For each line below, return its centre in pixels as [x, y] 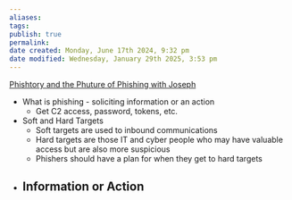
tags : [19, 26]
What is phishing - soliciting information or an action [118, 102]
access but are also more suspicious [103, 149]
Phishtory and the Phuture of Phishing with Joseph [103, 84]
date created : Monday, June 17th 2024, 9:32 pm [100, 51]
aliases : [25, 17]
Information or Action [83, 187]
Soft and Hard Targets [63, 121]
